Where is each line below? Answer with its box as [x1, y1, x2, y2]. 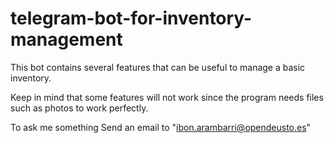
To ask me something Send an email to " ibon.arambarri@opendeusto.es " [10, 121, 312, 133]
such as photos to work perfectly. [10, 102, 149, 114]
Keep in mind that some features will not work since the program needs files [10, 91, 324, 103]
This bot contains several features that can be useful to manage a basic [10, 61, 306, 73]
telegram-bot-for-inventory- [10, 7, 253, 30]
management [10, 28, 123, 51]
